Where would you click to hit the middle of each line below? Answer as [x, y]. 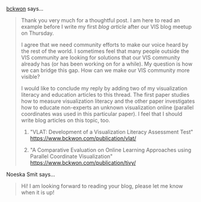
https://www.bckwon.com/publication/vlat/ [83, 138]
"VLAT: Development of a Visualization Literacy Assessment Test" [112, 132]
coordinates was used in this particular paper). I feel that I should [101, 114]
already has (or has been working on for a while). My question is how [107, 64]
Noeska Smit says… [31, 174]
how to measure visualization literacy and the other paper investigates [108, 101]
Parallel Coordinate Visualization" [71, 156]
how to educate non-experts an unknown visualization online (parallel [107, 107]
